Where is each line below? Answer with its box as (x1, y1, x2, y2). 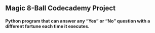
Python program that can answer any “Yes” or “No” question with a (5, 17, 150, 24)
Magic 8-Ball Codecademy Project (5, 4, 115, 12)
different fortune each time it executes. (5, 23, 90, 29)
